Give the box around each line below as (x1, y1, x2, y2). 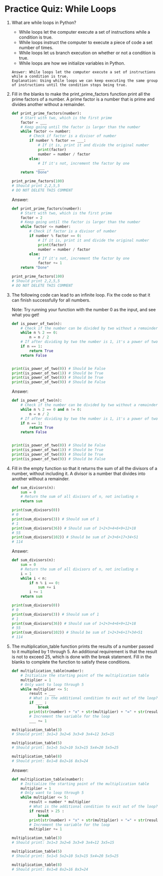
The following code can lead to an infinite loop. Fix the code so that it (11, 292, 150, 298)
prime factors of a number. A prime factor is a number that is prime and (11, 96, 155, 102)
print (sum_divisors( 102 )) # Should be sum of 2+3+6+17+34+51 (11, 535, 139, 540)
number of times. (18, 44, 54, 50)
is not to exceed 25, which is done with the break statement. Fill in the (11, 654, 152, 660)
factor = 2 (20, 215, 43, 220)
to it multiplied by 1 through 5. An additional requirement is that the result (11, 649, 158, 655)
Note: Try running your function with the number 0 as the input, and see (11, 306, 156, 312)
